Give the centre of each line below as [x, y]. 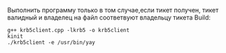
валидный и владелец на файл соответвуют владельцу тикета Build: [109, 17]
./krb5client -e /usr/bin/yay [51, 43]
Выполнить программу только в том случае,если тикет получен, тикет [113, 10]
